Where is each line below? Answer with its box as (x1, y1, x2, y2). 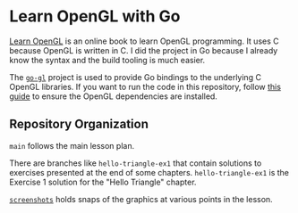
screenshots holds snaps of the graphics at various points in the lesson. (9, 193, 273, 204)
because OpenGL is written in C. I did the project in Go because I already (9, 45, 278, 55)
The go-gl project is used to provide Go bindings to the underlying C (9, 71, 262, 82)
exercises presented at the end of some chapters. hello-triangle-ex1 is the (9, 167, 289, 177)
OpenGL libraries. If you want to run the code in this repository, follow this (9, 81, 282, 92)
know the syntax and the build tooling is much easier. (9, 54, 206, 65)
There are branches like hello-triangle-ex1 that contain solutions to (9, 158, 262, 168)
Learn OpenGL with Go (9, 6, 181, 27)
